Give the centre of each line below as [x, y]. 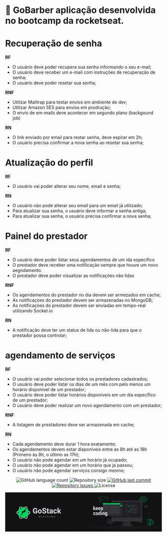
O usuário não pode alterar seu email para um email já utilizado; [78, 206]
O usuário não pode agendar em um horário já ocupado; [70, 460]
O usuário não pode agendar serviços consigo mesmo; [69, 470]
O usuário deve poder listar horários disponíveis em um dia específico [84, 395]
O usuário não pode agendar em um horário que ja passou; [73, 465]
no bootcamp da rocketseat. [65, 21]
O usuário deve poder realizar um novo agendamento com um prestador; [87, 405]
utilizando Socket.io [33, 311]
